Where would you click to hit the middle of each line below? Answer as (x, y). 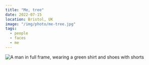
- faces (18, 38)
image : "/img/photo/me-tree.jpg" (41, 24)
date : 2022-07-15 (24, 15)
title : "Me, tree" (25, 10)
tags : (11, 29)
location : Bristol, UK (29, 19)
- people (19, 33)
